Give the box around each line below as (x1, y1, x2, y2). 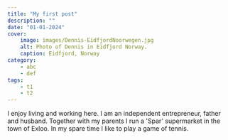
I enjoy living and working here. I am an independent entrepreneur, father (7, 109, 222, 118)
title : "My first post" (7, 10, 78, 18)
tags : (7, 76, 23, 84)
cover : (7, 30, 27, 38)
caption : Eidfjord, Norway (20, 50, 100, 58)
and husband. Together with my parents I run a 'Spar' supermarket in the (7, 117, 221, 125)
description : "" (7, 17, 55, 24)
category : (7, 57, 37, 64)
